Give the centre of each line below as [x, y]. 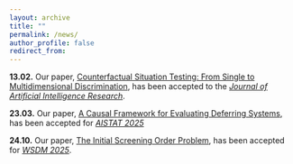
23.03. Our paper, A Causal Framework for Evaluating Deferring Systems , [146, 114]
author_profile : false [52, 43]
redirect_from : [38, 51]
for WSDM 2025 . [41, 150]
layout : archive [40, 18]
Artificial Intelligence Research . [68, 96]
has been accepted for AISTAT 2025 [77, 123]
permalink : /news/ [44, 34]
